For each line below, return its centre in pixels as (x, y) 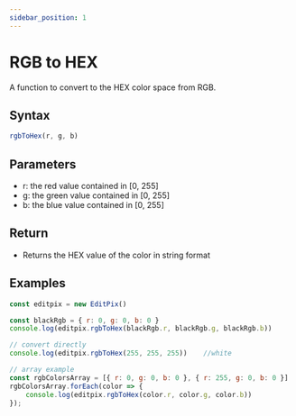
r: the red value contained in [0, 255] (91, 186)
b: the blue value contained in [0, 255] (93, 205)
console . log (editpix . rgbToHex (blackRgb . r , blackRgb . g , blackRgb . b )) (141, 329)
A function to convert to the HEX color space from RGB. (113, 87)
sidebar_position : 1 (48, 18)
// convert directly (48, 345)
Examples (37, 283)
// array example (42, 370)
